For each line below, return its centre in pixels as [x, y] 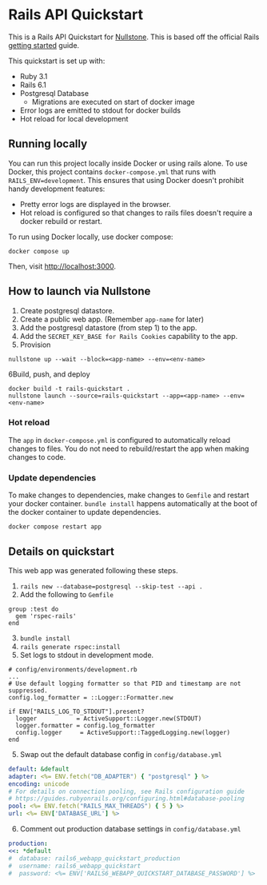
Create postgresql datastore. [67, 310]
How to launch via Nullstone [80, 291]
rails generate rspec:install [70, 647]
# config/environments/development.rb [73, 669]
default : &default [39, 769]
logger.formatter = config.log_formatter [86, 725]
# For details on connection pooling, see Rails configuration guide [127, 791]
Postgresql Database [54, 93]
